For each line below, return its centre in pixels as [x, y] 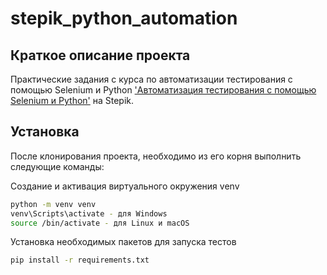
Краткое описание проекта [100, 55]
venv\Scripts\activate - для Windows [89, 213]
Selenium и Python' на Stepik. [72, 100]
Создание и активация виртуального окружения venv [125, 186]
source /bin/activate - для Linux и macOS [100, 223]
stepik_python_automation [124, 18]
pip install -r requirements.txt [80, 260]
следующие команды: [57, 166]
